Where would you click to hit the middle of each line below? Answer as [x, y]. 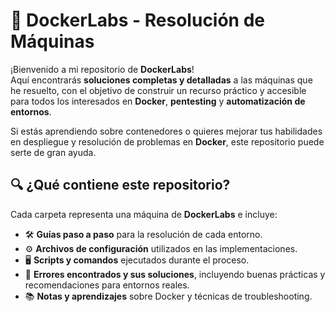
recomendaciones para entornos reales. [107, 285]
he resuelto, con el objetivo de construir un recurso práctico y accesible [158, 90]
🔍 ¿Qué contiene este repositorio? [120, 185]
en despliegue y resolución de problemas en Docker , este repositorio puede [167, 141]
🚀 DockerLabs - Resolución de [138, 20]
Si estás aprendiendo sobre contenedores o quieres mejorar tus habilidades [166, 131]
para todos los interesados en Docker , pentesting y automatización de [158, 101]
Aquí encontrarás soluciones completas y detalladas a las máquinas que [161, 80]
